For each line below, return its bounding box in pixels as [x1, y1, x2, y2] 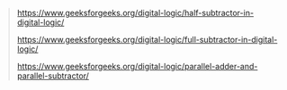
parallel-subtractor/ [16, 70, 89, 81]
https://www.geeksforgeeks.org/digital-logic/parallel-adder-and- [16, 61, 258, 71]
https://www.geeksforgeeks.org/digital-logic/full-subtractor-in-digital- [16, 35, 278, 45]
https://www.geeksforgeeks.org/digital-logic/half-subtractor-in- [16, 8, 254, 18]
